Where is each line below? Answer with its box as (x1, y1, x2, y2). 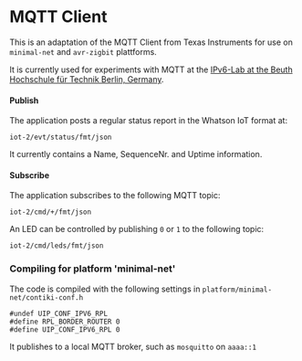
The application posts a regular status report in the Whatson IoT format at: (9, 115, 288, 126)
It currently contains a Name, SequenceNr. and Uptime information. (9, 149, 263, 160)
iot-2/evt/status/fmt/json (9, 133, 112, 143)
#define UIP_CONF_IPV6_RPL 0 (9, 324, 120, 334)
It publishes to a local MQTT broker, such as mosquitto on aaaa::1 (9, 341, 257, 352)
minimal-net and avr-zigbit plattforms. (9, 46, 157, 57)
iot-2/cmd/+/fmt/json (9, 207, 92, 217)
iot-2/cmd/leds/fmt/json (9, 241, 104, 250)
